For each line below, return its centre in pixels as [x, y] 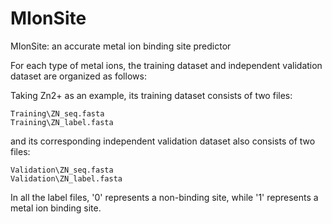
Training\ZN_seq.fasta [57, 113]
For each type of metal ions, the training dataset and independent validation [166, 65]
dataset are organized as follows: [78, 76]
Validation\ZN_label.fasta [66, 178]
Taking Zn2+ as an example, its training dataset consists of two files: [151, 95]
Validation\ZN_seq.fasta [62, 170]
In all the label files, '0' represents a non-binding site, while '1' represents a [164, 197]
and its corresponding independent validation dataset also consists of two [163, 141]
